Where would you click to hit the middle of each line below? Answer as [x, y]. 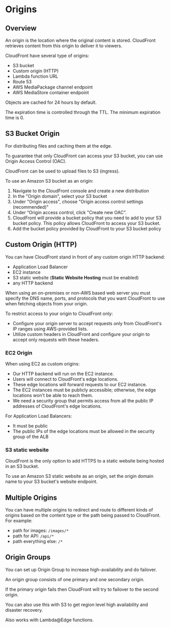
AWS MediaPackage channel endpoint [53, 87]
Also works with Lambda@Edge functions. [49, 620]
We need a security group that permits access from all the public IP [83, 401]
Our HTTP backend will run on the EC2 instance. [63, 374]
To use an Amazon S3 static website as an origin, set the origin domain [79, 476]
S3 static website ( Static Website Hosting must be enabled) [76, 277]
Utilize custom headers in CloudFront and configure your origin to [81, 334]
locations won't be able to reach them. [53, 395]
